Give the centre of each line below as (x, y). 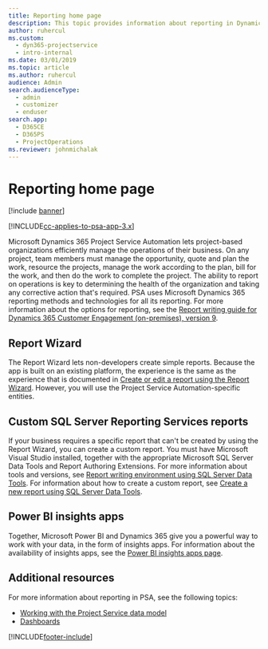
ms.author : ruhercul (43, 75)
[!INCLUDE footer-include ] (51, 636)
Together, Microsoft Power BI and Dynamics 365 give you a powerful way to (133, 536)
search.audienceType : (44, 90)
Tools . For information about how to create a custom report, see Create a (128, 483)
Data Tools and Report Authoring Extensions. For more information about (128, 466)
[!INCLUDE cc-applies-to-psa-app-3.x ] (71, 226)
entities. (21, 397)
